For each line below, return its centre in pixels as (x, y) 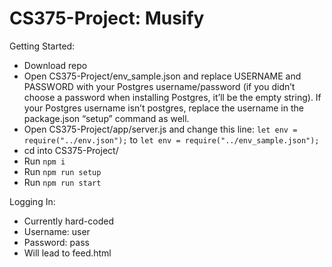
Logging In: (32, 201)
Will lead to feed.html (67, 253)
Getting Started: (42, 46)
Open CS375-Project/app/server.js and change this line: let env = (160, 129)
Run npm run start (62, 182)
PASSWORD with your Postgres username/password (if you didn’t (159, 86)
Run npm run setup (62, 171)
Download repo (55, 65)
